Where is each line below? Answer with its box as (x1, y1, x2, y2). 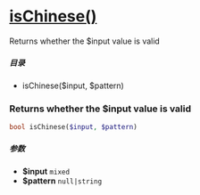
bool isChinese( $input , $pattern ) (9, 123, 138, 132)
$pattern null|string (21, 175, 103, 186)
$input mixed (21, 167, 70, 177)
